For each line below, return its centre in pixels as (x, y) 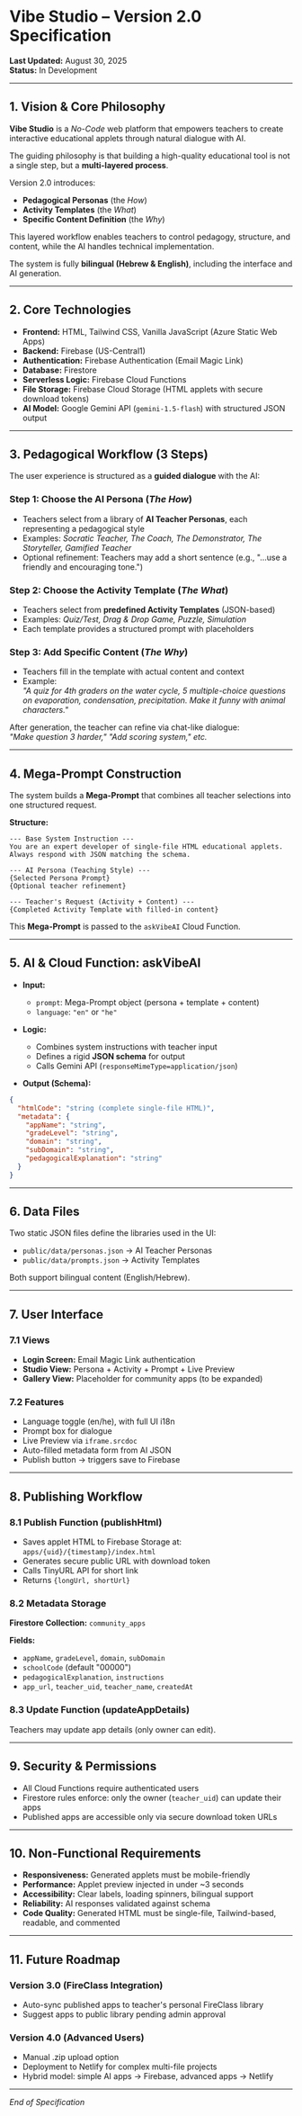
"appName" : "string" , (66, 1125)
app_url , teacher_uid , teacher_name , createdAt (107, 1687)
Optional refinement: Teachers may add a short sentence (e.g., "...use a (155, 557)
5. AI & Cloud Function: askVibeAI (105, 963)
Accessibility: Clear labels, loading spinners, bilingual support (138, 1894)
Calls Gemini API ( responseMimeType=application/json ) (137, 1066)
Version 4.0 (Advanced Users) (77, 2038)
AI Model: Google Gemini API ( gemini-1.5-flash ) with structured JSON (154, 408)
